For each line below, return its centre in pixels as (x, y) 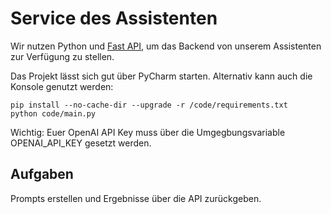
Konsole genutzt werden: (62, 86)
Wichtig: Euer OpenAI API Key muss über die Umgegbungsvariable (148, 132)
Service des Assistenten (114, 18)
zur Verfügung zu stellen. (62, 56)
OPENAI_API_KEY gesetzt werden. (81, 143)
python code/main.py (53, 113)
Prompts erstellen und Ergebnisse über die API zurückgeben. (136, 198)
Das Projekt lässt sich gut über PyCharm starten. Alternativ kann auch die (161, 76)
